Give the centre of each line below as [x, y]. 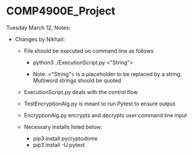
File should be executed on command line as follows [89, 51]
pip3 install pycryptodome [65, 138]
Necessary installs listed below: [63, 126]
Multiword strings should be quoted [77, 80]
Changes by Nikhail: [40, 39]
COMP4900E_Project [61, 11]
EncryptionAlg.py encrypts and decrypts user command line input [106, 115]
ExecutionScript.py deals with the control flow [81, 92]
